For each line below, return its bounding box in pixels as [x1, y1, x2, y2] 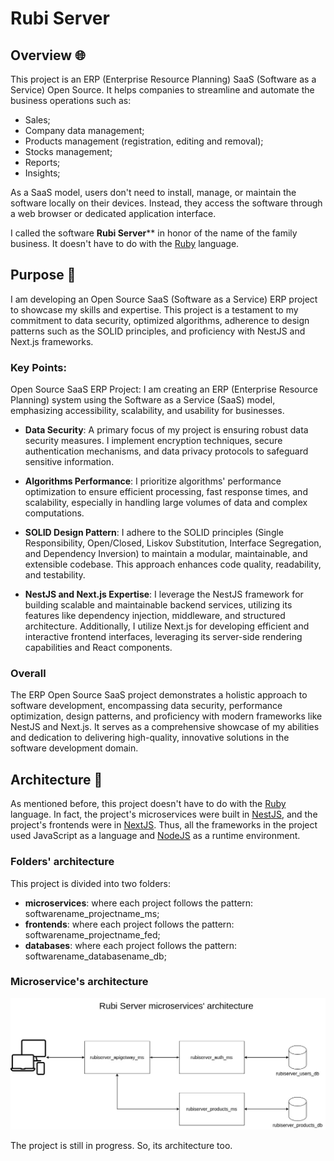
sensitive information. [24, 456, 115, 468]
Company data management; [24, 125, 145, 136]
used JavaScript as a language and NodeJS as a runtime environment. [10, 830, 301, 842]
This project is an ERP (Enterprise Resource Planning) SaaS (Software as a [10, 73, 317, 85]
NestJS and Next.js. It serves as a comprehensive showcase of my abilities [10, 721, 320, 733]
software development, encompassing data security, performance [10, 700, 283, 712]
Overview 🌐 [10, 47, 86, 64]
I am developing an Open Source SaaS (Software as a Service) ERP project [10, 293, 318, 305]
